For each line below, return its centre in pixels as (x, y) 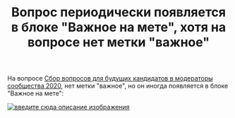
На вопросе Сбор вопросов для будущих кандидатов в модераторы (110, 78)
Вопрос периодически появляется (119, 12)
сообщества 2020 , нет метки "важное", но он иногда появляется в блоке (118, 86)
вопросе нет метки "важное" (119, 42)
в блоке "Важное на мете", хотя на (119, 27)
